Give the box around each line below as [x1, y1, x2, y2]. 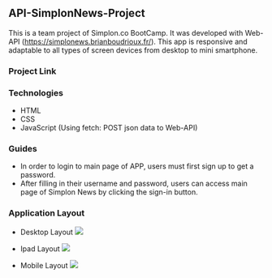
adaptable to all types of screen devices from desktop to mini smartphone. [8, 45, 258, 55]
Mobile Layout [19, 260, 68, 270]
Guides [8, 143, 38, 154]
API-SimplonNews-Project [8, 6, 145, 20]
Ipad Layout [19, 243, 61, 254]
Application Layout [8, 207, 85, 219]
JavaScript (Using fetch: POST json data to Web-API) [19, 123, 198, 133]
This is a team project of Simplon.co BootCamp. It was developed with [8, 28, 244, 37]
